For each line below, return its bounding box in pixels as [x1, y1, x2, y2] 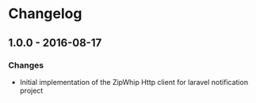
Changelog [8, 5, 82, 23]
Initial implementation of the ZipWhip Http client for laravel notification [19, 77, 248, 86]
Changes [8, 60, 44, 71]
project [19, 86, 44, 95]
